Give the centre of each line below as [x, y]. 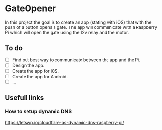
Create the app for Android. [40, 76]
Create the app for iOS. [36, 71]
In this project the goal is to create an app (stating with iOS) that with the [78, 22]
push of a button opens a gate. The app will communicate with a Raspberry [81, 27]
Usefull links [25, 98]
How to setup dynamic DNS [39, 112]
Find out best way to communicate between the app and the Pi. [76, 60]
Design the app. [28, 65]
